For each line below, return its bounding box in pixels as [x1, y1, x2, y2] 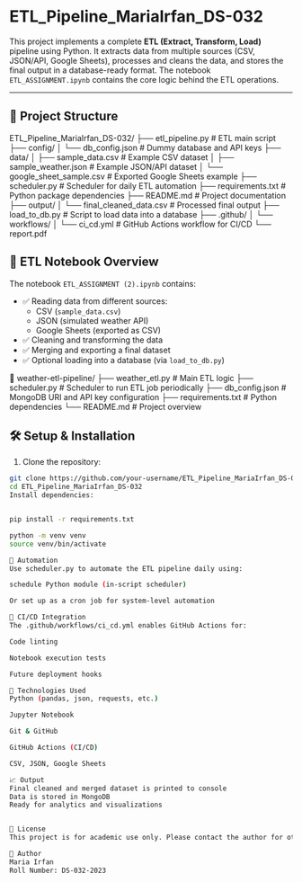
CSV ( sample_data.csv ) [35, 306, 121, 316]
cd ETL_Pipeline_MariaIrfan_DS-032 [9, 483, 143, 492]
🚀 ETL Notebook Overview [9, 254, 159, 270]
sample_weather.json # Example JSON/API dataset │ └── [9, 161, 223, 172]
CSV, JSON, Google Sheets [9, 759, 106, 768]
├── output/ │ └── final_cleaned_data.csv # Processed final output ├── [9, 200, 280, 210]
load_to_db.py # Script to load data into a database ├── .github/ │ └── [9, 209, 273, 219]
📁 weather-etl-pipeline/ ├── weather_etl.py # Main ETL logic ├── [9, 372, 253, 383]
